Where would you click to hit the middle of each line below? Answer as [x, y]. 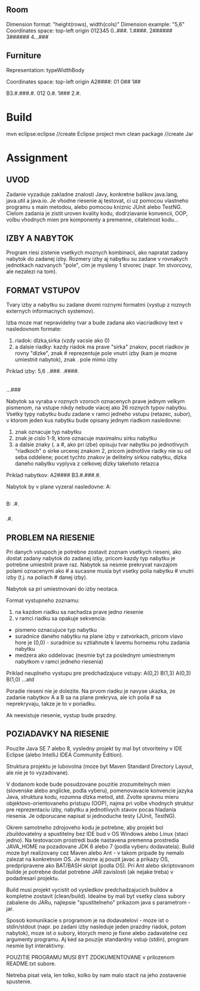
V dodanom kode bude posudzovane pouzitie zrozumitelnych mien [88, 784]
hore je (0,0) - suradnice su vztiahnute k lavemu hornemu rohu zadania [102, 642]
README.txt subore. [31, 964]
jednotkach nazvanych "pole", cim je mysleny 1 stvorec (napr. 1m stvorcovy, [99, 265]
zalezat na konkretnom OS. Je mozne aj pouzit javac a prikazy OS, [88, 859]
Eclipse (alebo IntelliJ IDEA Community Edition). [65, 755]
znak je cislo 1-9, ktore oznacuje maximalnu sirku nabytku [86, 438]
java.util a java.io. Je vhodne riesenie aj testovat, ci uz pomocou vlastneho [98, 200]
